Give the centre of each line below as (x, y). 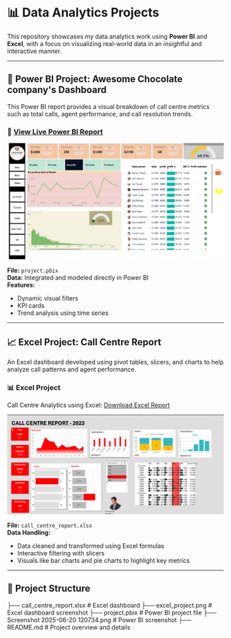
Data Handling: (29, 532)
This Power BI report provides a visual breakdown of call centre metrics (108, 106)
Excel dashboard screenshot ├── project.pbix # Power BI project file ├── (112, 613)
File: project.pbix (33, 270)
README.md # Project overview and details (69, 627)
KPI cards (31, 306)
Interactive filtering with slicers (61, 553)
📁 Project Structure (49, 589)
